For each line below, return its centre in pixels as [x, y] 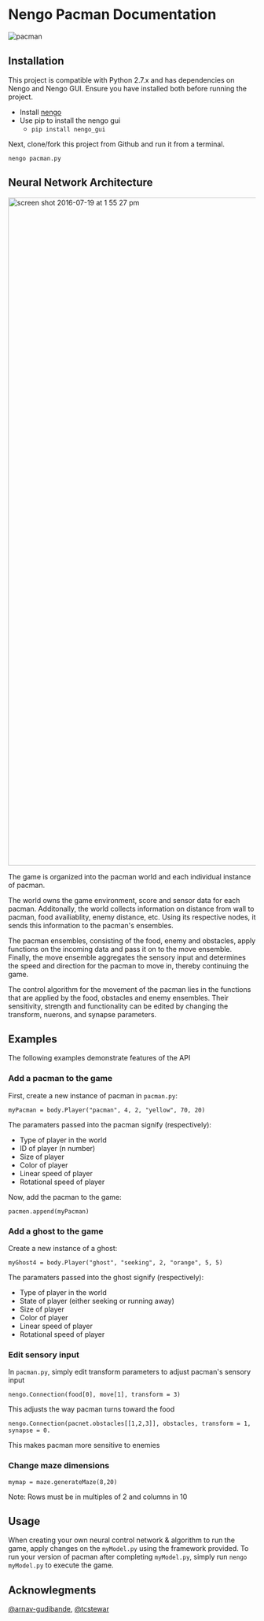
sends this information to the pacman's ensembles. [91, 925]
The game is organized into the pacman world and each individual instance [130, 876]
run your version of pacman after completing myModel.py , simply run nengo [128, 1557]
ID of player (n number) [57, 1148]
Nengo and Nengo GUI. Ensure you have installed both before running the [128, 88]
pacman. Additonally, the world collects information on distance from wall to [131, 909]
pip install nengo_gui [68, 129]
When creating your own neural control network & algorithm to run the [122, 1540]
